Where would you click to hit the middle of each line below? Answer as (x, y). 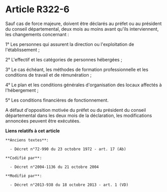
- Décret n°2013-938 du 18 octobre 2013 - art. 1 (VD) (69, 185)
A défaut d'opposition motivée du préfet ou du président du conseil (76, 110)
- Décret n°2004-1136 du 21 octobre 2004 (54, 167)
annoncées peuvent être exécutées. (43, 121)
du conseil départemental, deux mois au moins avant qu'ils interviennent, (82, 29)
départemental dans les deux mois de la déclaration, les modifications (79, 115)
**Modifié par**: (24, 176)
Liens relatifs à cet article (33, 131)
